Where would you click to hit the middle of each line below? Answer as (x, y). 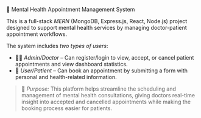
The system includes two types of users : (57, 46)
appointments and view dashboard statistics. (71, 64)
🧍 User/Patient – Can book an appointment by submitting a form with (101, 71)
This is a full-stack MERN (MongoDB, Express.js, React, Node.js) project (97, 21)
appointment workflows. (37, 34)
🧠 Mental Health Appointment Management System (71, 9)
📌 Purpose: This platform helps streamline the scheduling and (99, 89)
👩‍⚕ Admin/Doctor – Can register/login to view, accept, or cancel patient (104, 57)
